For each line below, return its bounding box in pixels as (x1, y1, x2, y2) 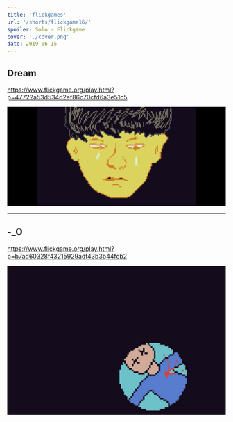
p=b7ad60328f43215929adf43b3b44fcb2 (7, 252, 128, 260)
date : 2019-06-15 (7, 40, 58, 48)
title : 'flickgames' (7, 11, 67, 18)
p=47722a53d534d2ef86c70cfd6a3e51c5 (7, 92, 128, 101)
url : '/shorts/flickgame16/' (7, 18, 92, 26)
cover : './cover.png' (7, 33, 70, 40)
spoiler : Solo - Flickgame (7, 26, 85, 33)
